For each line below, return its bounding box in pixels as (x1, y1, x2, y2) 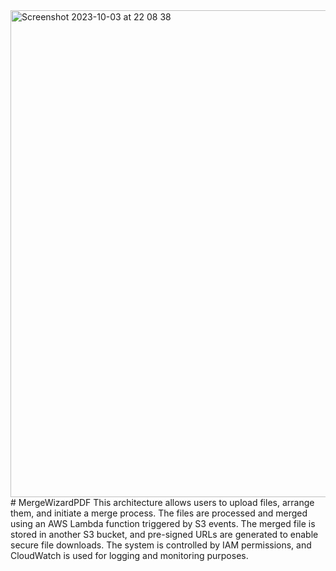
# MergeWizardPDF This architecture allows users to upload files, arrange (10, 497, 315, 508)
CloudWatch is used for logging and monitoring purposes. (10, 550, 249, 561)
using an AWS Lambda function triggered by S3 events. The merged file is (10, 518, 316, 529)
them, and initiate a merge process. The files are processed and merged (10, 507, 308, 519)
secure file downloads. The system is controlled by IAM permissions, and (10, 539, 312, 551)
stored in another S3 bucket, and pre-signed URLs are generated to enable (10, 529, 319, 540)
